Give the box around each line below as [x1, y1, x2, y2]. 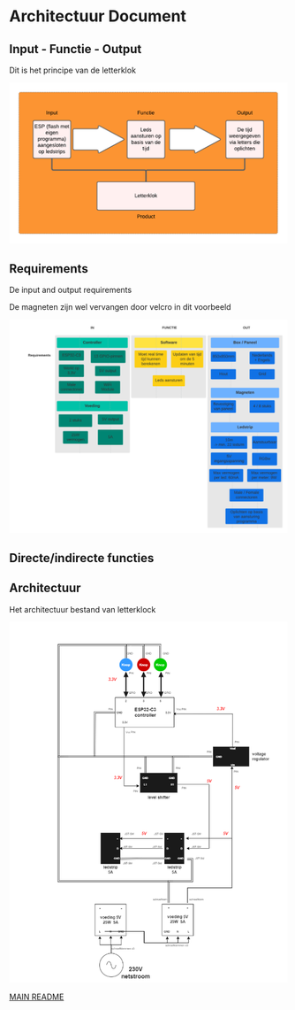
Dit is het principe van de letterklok [9, 65, 137, 75]
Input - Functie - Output [9, 42, 142, 57]
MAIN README [9, 991, 64, 1002]
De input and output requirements [9, 284, 132, 295]
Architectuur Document [9, 6, 187, 27]
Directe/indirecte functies [9, 551, 155, 566]
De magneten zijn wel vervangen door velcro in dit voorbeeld [9, 301, 231, 312]
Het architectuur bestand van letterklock [9, 604, 156, 614]
